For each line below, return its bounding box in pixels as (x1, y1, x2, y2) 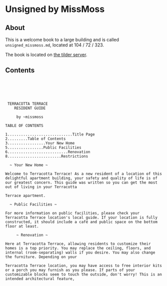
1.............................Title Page (5, 131, 95, 137)
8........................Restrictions (5, 153, 88, 158)
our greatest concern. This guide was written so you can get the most (5, 180, 157, 185)
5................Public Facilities (5, 145, 81, 150)
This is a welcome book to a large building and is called (5, 36, 119, 42)
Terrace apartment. (5, 193, 46, 198)
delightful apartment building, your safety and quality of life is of (5, 175, 157, 180)
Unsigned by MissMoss (5, 3, 105, 15)
